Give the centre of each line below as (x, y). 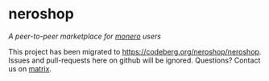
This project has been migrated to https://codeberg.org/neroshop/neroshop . (135, 51)
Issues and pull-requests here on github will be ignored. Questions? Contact (134, 60)
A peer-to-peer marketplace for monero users (85, 36)
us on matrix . (30, 68)
